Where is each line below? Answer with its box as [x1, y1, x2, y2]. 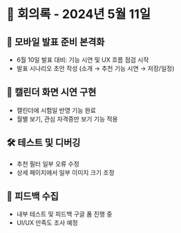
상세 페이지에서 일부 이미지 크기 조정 [16, 168, 115, 176]
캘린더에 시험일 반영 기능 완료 [16, 106, 96, 114]
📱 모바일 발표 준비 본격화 [6, 36, 105, 48]
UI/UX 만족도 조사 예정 [16, 218, 78, 227]
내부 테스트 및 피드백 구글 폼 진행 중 [16, 210, 113, 218]
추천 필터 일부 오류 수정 [16, 160, 80, 168]
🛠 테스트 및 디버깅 [6, 137, 81, 149]
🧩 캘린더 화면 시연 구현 [6, 86, 97, 98]
